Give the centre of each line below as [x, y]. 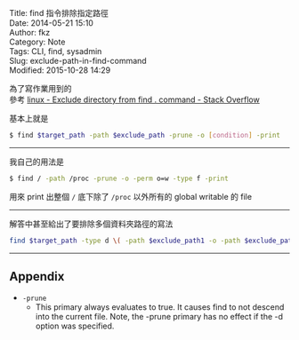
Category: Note [37, 42]
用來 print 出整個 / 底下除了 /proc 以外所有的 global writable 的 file [130, 196]
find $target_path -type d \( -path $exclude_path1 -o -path [125, 241]
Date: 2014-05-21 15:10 [51, 23]
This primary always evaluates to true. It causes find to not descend [160, 307]
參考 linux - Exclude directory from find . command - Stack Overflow [134, 99]
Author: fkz [30, 32]
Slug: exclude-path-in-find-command [78, 61]
